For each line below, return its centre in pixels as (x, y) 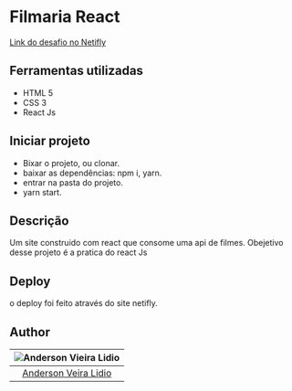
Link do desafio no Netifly (58, 42)
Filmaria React (65, 17)
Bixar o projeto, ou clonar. (71, 163)
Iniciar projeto (50, 141)
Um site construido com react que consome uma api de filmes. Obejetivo (146, 243)
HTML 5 (38, 92)
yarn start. (42, 192)
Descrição (39, 221)
